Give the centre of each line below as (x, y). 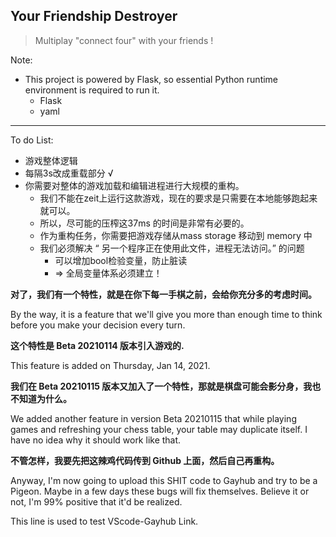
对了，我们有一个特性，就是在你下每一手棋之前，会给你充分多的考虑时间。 (163, 294)
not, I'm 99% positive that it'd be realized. (96, 501)
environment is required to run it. (92, 90)
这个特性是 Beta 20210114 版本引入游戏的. (97, 345)
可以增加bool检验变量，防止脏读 (121, 260)
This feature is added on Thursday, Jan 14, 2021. (110, 365)
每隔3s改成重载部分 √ (69, 173)
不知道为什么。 (41, 398)
